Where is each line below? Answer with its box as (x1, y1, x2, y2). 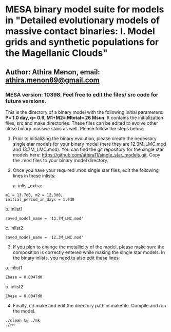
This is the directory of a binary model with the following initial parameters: (5, 109, 164, 115)
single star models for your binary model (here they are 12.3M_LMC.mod (12, 141, 166, 147)
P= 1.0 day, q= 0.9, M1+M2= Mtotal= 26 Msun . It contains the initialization (5, 114, 163, 121)
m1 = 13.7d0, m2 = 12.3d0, (5, 192, 63, 198)
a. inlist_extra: (12, 182, 42, 188)
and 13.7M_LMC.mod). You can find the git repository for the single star (12, 146, 164, 152)
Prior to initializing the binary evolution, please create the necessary (12, 135, 157, 142)
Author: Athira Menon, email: (5, 68, 100, 76)
